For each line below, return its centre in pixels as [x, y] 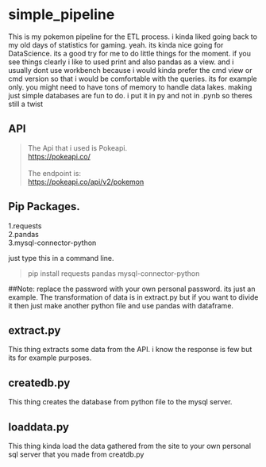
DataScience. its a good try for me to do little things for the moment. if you [130, 53]
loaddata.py [39, 427]
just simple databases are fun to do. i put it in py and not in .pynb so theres [130, 95]
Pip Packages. [44, 207]
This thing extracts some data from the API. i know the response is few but [130, 350]
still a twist [26, 104]
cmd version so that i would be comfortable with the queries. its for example [133, 78]
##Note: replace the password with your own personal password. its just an [132, 289]
